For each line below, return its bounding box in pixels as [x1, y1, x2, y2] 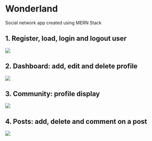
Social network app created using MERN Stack [5, 20, 102, 26]
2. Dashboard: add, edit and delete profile [5, 62, 138, 70]
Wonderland [5, 3, 58, 15]
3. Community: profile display [5, 89, 100, 98]
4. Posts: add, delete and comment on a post [5, 117, 147, 126]
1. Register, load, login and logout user [5, 34, 127, 43]
